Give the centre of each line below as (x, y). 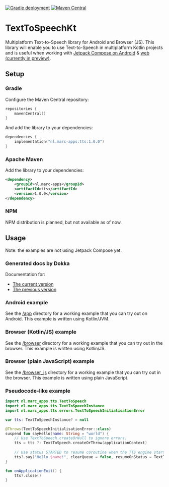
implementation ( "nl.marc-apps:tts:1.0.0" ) (59, 142)
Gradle (14, 88)
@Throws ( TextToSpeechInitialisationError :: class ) (58, 429)
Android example (27, 302)
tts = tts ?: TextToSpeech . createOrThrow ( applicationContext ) (81, 443)
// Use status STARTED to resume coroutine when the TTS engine (83, 452)
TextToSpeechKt (41, 28)
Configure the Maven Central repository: (47, 99)
